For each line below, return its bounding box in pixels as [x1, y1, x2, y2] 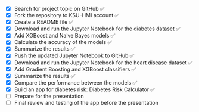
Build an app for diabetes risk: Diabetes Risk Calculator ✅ [14, 86, 156, 93]
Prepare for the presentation [14, 92, 84, 99]
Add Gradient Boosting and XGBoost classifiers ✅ [14, 66, 136, 73]
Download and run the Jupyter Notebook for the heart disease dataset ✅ [14, 59, 193, 66]
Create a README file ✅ [14, 18, 74, 26]
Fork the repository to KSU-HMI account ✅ [14, 12, 120, 19]
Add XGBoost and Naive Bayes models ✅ [14, 32, 116, 39]
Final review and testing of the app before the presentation [14, 99, 158, 106]
